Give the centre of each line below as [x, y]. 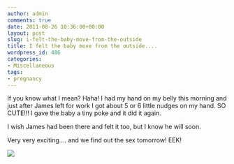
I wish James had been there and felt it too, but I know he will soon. [104, 127]
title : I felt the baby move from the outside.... [82, 46]
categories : [24, 59]
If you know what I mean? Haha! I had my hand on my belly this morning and [117, 98]
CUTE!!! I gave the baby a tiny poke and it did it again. [85, 113]
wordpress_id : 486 [34, 53]
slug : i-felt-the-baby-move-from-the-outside [74, 40]
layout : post [26, 33]
